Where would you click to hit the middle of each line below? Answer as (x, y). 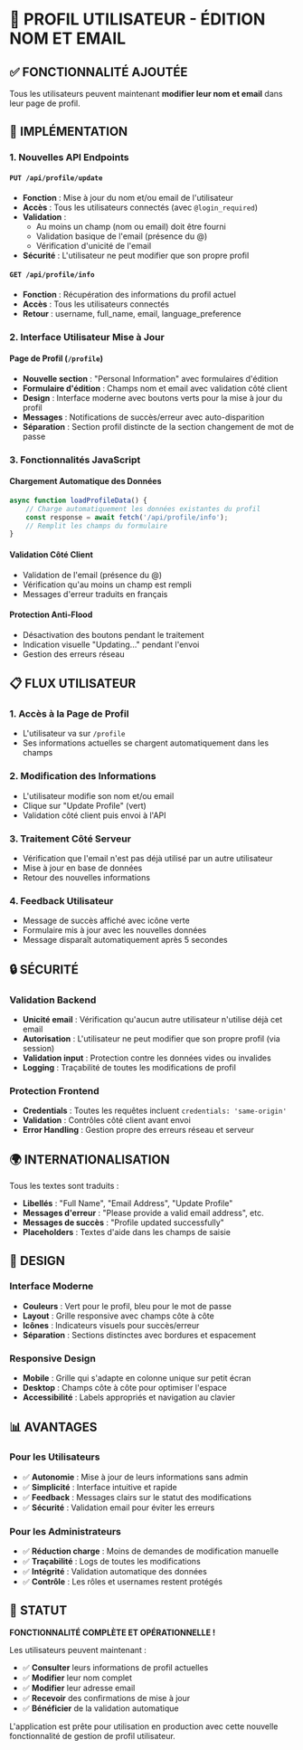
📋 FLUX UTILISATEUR (73, 684)
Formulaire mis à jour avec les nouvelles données (114, 930)
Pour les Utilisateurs (55, 1457)
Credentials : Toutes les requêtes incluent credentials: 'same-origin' (155, 1111)
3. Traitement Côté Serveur (70, 839)
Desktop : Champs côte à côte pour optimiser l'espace (125, 1388)
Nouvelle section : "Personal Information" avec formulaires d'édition (150, 378)
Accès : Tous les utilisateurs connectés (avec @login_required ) (140, 207)
